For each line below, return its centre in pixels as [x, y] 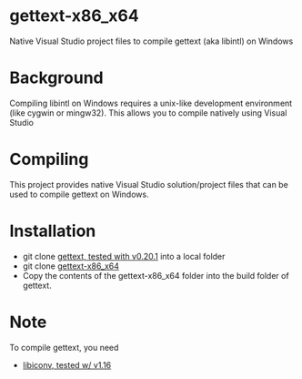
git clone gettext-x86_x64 [71, 266]
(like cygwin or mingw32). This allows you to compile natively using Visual [148, 113]
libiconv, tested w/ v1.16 [67, 364]
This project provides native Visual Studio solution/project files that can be [149, 184]
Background [56, 78]
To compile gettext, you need [64, 347]
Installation [53, 231]
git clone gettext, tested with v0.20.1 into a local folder [124, 256]
